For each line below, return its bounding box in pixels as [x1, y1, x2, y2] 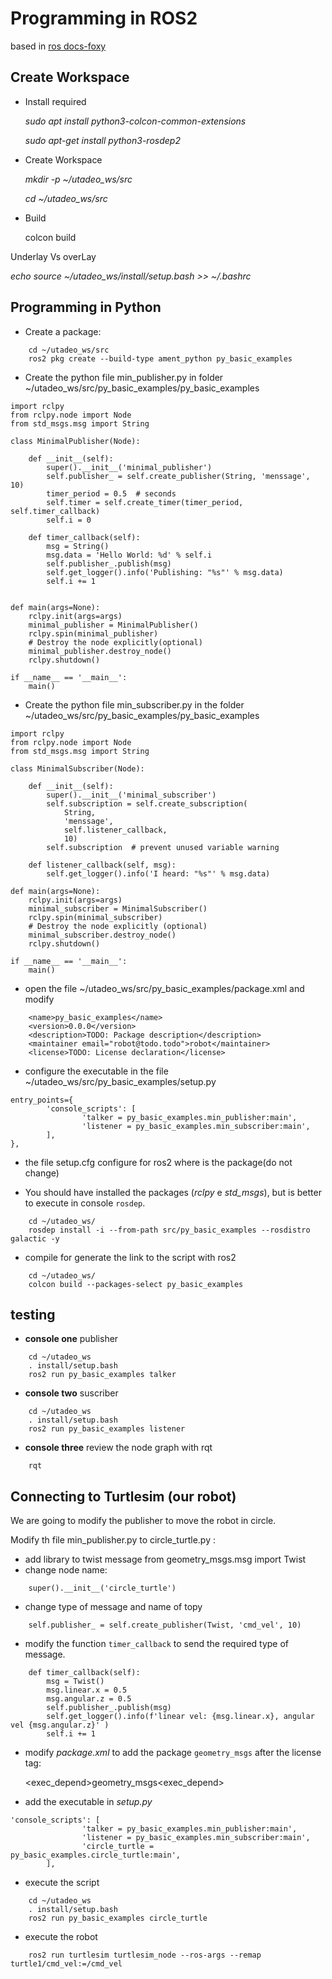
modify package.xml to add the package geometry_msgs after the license [24, 1747, 322, 1759]
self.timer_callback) [10, 506, 101, 516]
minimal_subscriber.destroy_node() [28, 930, 177, 940]
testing [10, 1306, 56, 1323]
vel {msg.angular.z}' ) [10, 1720, 110, 1731]
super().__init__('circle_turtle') [28, 1583, 177, 1594]
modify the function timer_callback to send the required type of [24, 1638, 290, 1650]
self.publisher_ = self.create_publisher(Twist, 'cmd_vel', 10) [28, 1620, 302, 1631]
